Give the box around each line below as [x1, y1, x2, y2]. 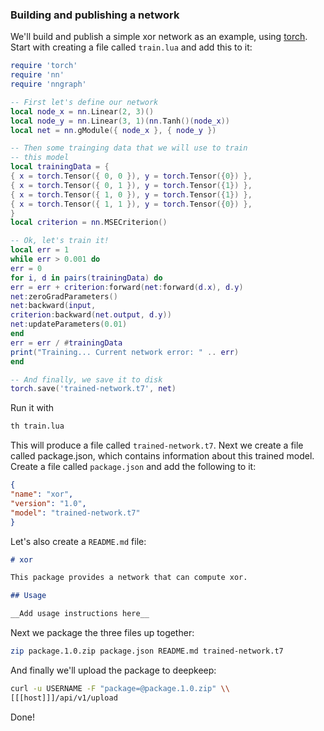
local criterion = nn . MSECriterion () [10, 218, 168, 228]
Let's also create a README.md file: [10, 535, 147, 547]
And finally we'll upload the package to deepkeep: [10, 664, 217, 676]
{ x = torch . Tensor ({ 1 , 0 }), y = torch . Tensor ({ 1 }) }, [10, 189, 253, 200]
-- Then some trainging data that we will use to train [10, 143, 248, 153]
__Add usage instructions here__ [10, 609, 150, 619]
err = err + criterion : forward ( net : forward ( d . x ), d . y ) [10, 282, 244, 292]
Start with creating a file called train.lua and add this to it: [10, 41, 253, 53]
